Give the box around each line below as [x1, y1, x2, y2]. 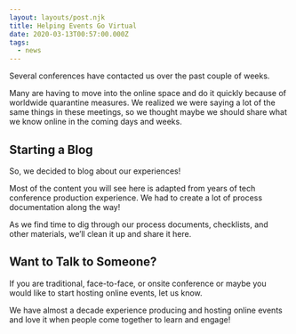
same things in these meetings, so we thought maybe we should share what [9, 107, 287, 118]
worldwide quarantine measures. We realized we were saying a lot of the [9, 97, 276, 108]
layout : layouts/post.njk [9, 12, 105, 22]
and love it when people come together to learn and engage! [9, 314, 231, 325]
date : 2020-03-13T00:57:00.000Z [9, 29, 129, 38]
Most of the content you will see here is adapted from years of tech [9, 183, 256, 193]
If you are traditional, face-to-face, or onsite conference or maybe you [9, 278, 267, 289]
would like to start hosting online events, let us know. [9, 287, 203, 298]
